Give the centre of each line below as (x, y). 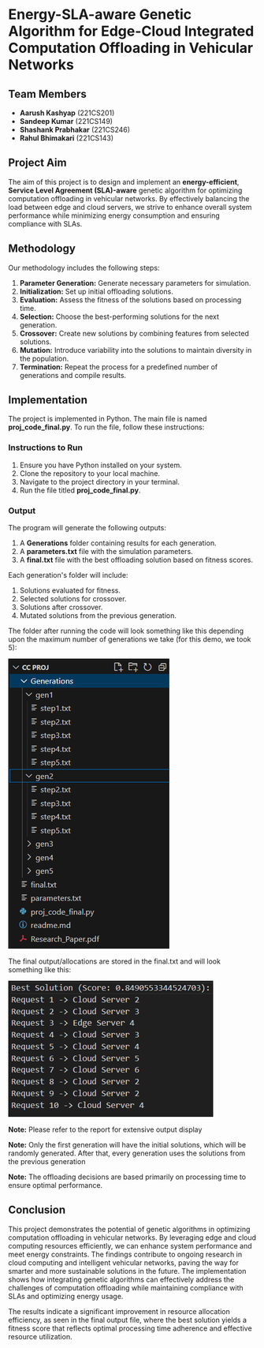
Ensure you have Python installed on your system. (101, 465)
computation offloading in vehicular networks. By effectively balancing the (129, 198)
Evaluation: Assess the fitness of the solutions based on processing (130, 300)
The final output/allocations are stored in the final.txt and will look (114, 961)
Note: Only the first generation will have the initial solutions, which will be (127, 1145)
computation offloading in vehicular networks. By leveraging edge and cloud (132, 1238)
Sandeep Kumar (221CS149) (66, 121)
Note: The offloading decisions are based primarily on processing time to (127, 1177)
